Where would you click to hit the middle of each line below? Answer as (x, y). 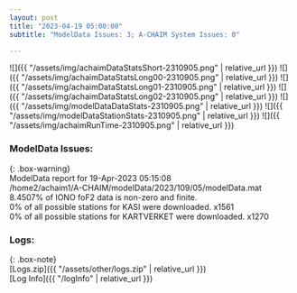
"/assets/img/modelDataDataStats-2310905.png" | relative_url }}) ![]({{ (152, 106)
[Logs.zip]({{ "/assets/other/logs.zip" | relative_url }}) (108, 269)
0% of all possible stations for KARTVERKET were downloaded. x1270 (139, 216)
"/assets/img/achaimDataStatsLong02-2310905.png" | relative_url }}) (149, 96)
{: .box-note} (33, 259)
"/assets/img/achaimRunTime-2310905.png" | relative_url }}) (122, 125)
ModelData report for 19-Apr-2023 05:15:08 (90, 178)
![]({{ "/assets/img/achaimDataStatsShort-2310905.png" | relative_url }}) (144, 68)
